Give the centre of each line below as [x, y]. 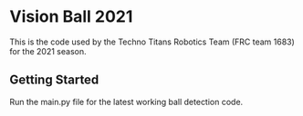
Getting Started [54, 80]
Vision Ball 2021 [71, 17]
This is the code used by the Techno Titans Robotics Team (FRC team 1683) [152, 42]
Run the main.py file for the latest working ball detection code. [126, 101]
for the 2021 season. [48, 51]
